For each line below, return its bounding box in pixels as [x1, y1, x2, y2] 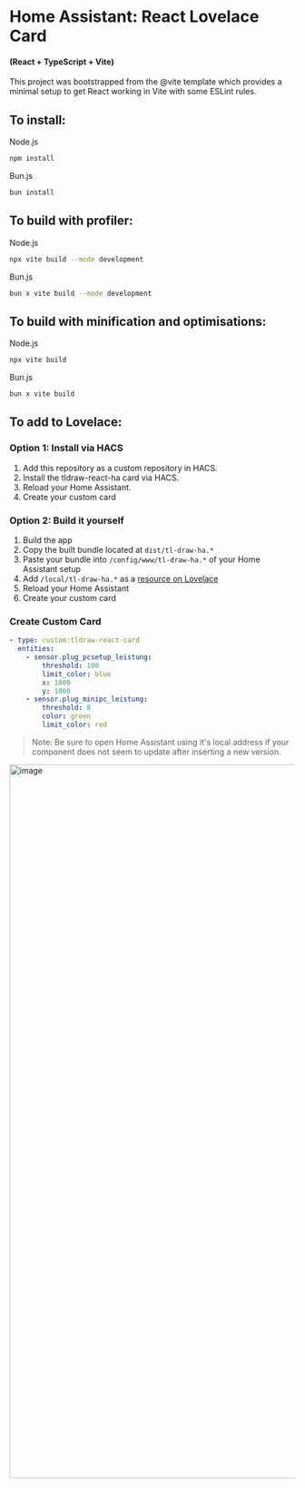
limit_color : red [42, 720, 107, 730]
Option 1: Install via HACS [9, 442, 124, 455]
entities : [17, 645, 54, 654]
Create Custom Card [9, 615, 102, 627]
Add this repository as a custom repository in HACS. [22, 462, 218, 473]
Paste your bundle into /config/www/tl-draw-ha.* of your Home [22, 554, 261, 565]
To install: [9, 112, 66, 128]
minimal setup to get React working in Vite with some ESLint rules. [9, 86, 257, 97]
